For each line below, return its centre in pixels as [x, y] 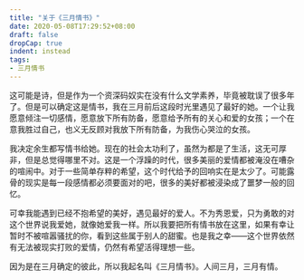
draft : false [34, 34]
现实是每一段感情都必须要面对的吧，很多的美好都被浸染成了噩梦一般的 [156, 182]
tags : [19, 60]
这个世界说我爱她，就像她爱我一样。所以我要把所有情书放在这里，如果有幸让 [152, 224]
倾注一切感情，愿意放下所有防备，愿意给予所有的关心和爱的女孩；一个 [156, 118]
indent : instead [40, 52]
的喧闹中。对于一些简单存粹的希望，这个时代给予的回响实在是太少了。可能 [148, 171]
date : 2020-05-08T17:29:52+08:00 [72, 26]
